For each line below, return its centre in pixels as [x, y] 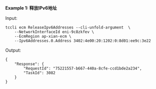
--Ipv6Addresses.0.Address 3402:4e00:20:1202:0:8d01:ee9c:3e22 [83, 41]
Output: [13, 50]
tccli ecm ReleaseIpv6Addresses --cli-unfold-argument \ [68, 27]
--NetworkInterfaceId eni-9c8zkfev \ [54, 32]
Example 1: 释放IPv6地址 [31, 8]
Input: [11, 18]
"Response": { [29, 64]
